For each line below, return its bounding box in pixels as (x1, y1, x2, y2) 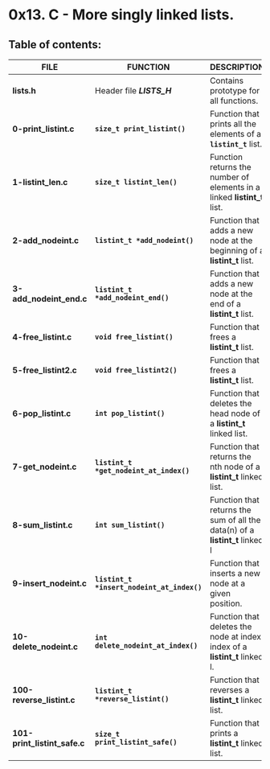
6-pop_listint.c (12, 408, 72, 419)
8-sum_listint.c (12, 520, 73, 530)
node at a (210, 578, 246, 589)
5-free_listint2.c (12, 364, 78, 376)
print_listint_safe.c (12, 738, 85, 749)
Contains (210, 75, 243, 86)
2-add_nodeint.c (12, 235, 79, 246)
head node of (210, 408, 261, 419)
